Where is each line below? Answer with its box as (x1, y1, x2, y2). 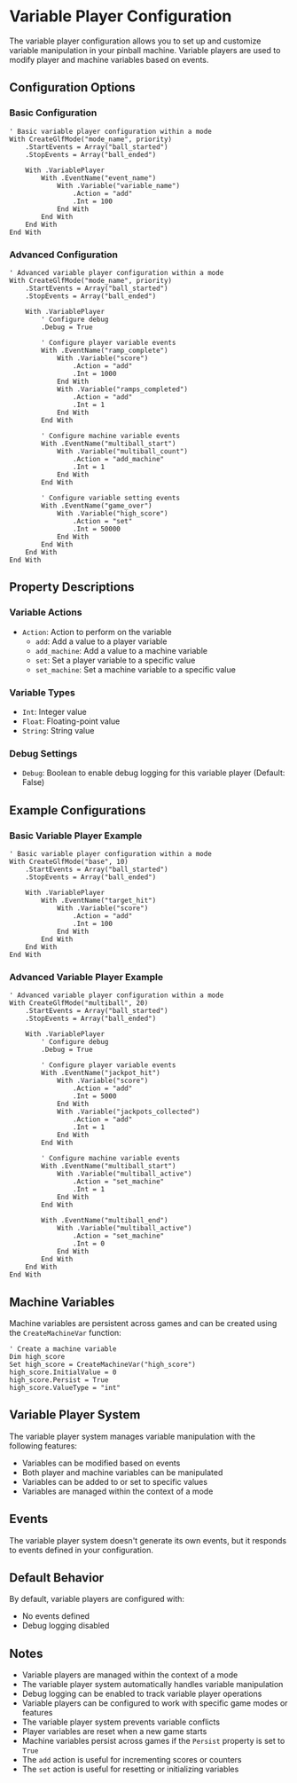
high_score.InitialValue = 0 (9, 1368, 117, 1377)
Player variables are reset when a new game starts (21, 1726, 207, 1737)
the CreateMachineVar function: (9, 1328, 121, 1338)
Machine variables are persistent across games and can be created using (9, 1318, 277, 1328)
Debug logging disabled (21, 1621, 110, 1631)
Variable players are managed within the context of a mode (21, 1669, 238, 1680)
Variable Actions (9, 606, 82, 618)
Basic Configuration (9, 106, 98, 119)
